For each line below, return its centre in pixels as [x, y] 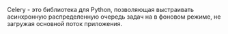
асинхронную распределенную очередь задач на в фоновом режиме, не [114, 17]
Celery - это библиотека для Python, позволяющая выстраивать [101, 10]
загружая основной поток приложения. [65, 24]
